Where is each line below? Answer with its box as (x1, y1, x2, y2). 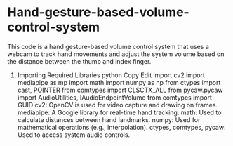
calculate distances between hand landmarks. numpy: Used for (17, 115, 201, 124)
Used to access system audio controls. (17, 131, 131, 139)
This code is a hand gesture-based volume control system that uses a (7, 42, 209, 51)
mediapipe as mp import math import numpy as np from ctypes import (17, 78, 221, 86)
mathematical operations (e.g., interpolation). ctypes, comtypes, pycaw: (17, 123, 226, 131)
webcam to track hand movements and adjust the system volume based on (7, 50, 225, 58)
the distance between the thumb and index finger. (7, 57, 152, 65)
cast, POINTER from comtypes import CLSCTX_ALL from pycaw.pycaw (17, 86, 223, 94)
